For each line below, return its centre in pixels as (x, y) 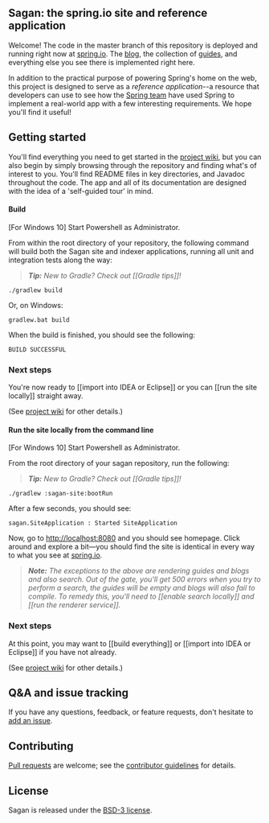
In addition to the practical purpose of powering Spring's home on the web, (132, 78)
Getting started (47, 137)
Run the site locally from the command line (81, 430)
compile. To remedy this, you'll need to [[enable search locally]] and (141, 597)
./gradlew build (35, 290)
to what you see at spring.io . (55, 555)
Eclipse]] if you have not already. (63, 652)
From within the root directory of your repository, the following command (129, 243)
